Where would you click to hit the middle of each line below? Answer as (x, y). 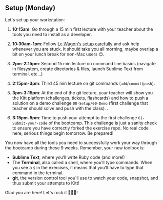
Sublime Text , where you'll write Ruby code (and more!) (69, 157)
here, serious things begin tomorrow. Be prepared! (63, 133)
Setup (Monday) (30, 8)
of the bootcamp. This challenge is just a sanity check (103, 123)
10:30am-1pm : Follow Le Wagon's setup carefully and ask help (76, 44)
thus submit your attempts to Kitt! (46, 183)
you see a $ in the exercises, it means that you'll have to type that (78, 167)
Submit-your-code (30, 123)
